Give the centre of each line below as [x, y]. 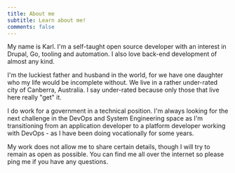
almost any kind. [31, 62]
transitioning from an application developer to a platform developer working [116, 126]
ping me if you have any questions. [58, 162]
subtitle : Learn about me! [47, 20]
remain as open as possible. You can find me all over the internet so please [116, 154]
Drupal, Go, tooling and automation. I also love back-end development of [112, 54]
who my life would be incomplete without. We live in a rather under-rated [113, 83]
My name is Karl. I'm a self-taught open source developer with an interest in [117, 47]
